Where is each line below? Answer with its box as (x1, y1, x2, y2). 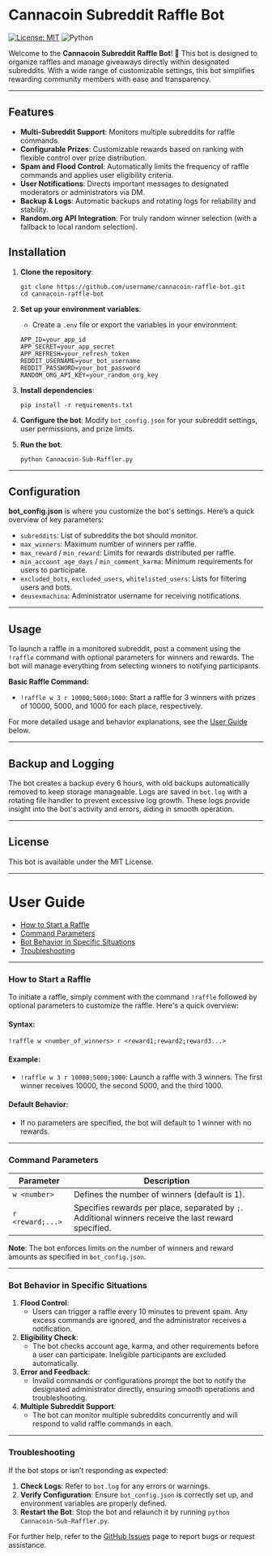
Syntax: (8, 1019, 36, 1029)
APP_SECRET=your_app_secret (19, 343, 115, 351)
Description (143, 1175, 190, 1186)
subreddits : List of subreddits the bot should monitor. (19, 530, 198, 541)
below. (8, 725, 31, 736)
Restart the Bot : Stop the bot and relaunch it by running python (19, 1506, 231, 1516)
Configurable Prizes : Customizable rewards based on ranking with (19, 144, 244, 153)
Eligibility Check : (19, 1333, 79, 1342)
